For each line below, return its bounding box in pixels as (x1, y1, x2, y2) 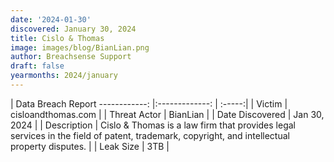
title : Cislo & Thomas (10, 33, 105, 43)
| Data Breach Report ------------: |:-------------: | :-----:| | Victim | (10, 97, 288, 110)
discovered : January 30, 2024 (10, 24, 137, 34)
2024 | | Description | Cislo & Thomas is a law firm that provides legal (10, 119, 296, 131)
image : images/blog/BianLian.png (10, 42, 150, 53)
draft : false (10, 61, 65, 71)
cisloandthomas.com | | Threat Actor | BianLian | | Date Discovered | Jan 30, (10, 108, 325, 120)
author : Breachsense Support (10, 52, 132, 62)
